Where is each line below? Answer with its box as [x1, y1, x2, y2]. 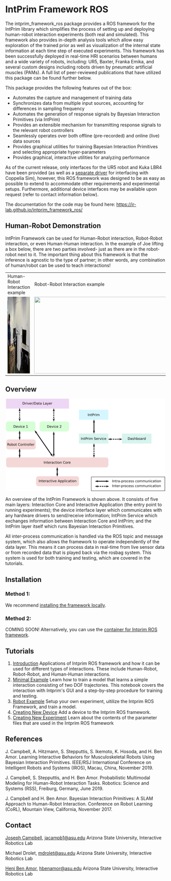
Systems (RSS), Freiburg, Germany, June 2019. [5, 785, 104, 792]
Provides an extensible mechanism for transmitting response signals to [12, 122, 161, 128]
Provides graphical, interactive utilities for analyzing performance [12, 154, 150, 160]
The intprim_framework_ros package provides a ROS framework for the [5, 20, 155, 27]
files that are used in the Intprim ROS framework [12, 720, 114, 726]
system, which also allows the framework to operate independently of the [5, 539, 159, 545]
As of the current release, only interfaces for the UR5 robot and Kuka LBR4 [5, 164, 162, 170]
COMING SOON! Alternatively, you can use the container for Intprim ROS [5, 627, 158, 633]
